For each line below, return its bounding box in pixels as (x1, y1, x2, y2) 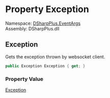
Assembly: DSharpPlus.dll (5, 25, 60, 31)
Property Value (5, 75, 44, 82)
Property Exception (5, 4, 89, 15)
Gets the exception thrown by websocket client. (5, 54, 105, 60)
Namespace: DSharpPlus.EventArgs (5, 20, 80, 26)
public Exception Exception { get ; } (5, 63, 86, 69)
